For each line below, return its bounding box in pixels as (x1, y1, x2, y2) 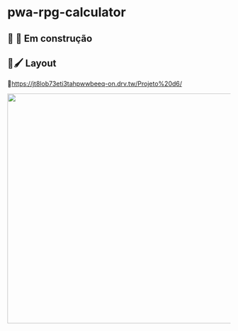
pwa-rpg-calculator (7, 4, 126, 21)
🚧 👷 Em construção (7, 33, 93, 45)
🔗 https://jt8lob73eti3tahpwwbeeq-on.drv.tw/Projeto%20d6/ (7, 79, 183, 88)
